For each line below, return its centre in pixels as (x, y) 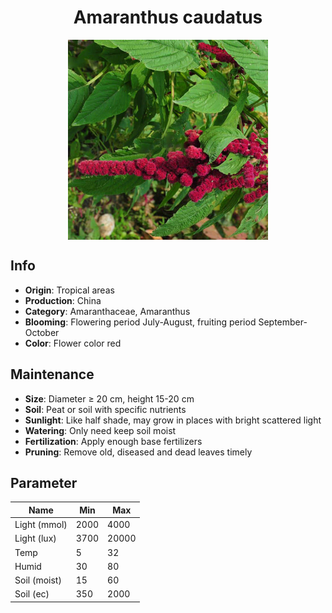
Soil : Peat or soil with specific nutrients (105, 409)
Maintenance (52, 374)
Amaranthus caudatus (168, 17)
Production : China (63, 300)
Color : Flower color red (73, 343)
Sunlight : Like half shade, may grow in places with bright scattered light (173, 420)
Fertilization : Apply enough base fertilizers (113, 441)
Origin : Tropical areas (69, 290)
